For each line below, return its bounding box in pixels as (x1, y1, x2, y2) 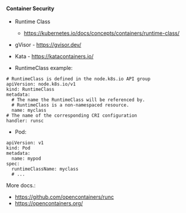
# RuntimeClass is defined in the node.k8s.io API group (6, 76, 151, 82)
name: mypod (11, 156, 42, 162)
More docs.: (6, 182, 36, 189)
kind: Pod (6, 145, 31, 151)
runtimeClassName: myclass (11, 166, 79, 172)
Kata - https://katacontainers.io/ (14, 53, 94, 60)
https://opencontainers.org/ (14, 200, 83, 207)
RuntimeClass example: (14, 65, 73, 72)
